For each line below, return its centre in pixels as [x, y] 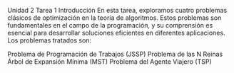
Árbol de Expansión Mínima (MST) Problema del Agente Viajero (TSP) [110, 62]
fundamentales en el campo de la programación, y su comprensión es [110, 25]
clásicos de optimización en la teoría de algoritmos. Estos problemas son [115, 18]
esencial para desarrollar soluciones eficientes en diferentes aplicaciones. [116, 33]
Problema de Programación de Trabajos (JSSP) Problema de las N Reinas [115, 54]
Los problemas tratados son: [49, 40]
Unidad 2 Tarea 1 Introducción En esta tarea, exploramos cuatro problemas [117, 10]
